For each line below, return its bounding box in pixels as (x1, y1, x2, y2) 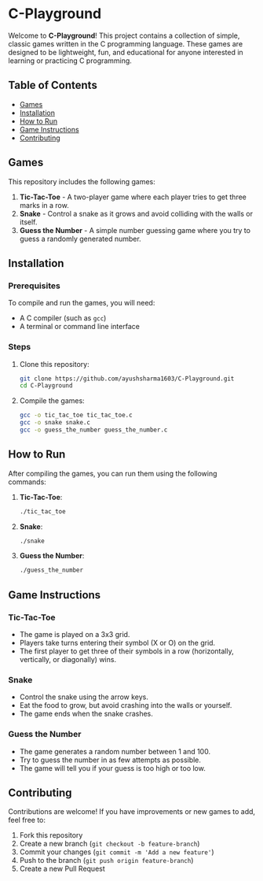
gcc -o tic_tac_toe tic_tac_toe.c (19, 411, 133, 420)
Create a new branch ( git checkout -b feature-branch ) (19, 839, 200, 849)
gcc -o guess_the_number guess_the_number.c (19, 426, 168, 434)
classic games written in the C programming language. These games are (8, 39, 243, 48)
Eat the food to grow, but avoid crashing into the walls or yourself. (19, 701, 232, 710)
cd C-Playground (19, 382, 73, 390)
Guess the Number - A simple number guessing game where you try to (19, 225, 251, 235)
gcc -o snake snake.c (19, 419, 91, 427)
